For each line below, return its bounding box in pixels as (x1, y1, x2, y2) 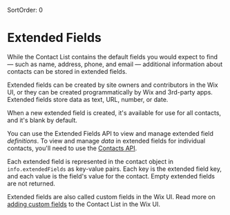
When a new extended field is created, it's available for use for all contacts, (7, 108, 222, 116)
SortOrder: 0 (7, 6, 43, 14)
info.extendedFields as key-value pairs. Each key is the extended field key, (7, 165, 222, 173)
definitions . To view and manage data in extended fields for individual (7, 136, 206, 145)
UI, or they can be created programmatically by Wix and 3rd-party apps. (7, 88, 213, 96)
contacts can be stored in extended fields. (7, 67, 128, 75)
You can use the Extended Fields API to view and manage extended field (7, 129, 214, 137)
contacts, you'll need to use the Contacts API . (7, 144, 137, 152)
